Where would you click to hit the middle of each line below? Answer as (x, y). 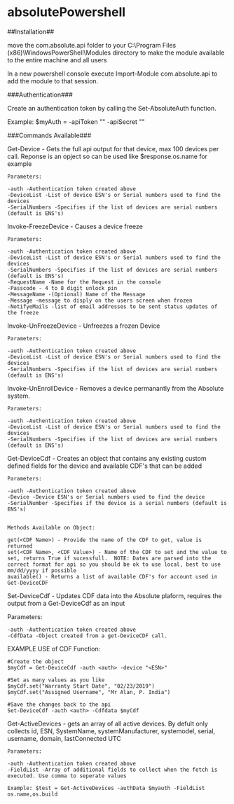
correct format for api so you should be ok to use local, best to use (114, 564)
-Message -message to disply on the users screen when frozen (100, 300)
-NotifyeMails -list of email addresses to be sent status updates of (112, 306)
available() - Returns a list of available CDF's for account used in (112, 576)
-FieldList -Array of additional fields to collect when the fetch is (112, 770)
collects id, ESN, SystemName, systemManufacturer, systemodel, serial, (111, 731)
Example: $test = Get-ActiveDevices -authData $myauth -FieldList (106, 788)
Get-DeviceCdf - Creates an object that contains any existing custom (107, 458)
